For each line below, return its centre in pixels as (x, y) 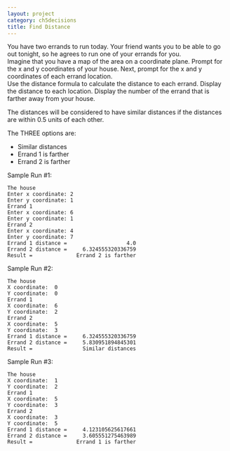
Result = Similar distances (72, 349)
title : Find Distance (39, 27)
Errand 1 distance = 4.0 (72, 243)
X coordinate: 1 (33, 381)
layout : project (31, 14)
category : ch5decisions (42, 20)
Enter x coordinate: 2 (40, 194)
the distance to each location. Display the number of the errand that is (108, 91)
